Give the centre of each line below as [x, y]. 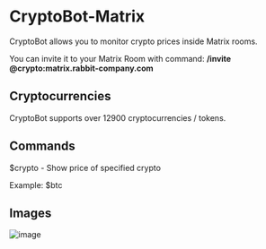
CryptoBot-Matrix [77, 17]
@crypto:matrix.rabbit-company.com [82, 68]
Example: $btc [36, 185]
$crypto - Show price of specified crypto [85, 167]
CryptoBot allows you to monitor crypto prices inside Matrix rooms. [133, 41]
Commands [43, 146]
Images [31, 213]
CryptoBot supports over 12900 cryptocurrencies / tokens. [118, 117]
